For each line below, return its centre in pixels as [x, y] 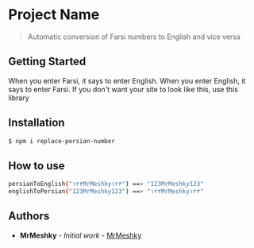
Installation [37, 123]
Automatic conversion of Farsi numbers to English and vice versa [134, 37]
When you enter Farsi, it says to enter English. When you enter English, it [127, 80]
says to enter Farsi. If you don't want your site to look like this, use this [123, 89]
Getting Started [47, 62]
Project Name [54, 15]
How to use [37, 166]
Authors [29, 216]
